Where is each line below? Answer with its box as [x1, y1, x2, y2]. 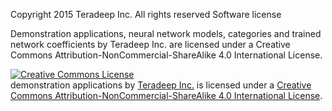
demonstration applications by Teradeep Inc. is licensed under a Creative [10, 79, 312, 91]
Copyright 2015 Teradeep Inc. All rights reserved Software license [10, 9, 282, 20]
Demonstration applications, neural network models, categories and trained [10, 28, 322, 39]
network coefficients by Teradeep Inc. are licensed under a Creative [10, 39, 291, 50]
